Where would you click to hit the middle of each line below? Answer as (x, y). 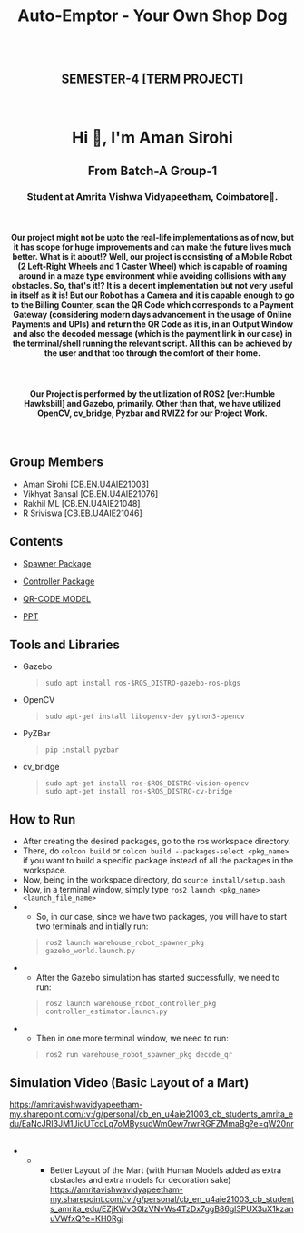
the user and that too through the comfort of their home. (152, 353)
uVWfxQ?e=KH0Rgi (87, 1218)
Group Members (57, 463)
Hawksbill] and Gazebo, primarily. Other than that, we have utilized (152, 404)
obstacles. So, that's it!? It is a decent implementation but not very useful (152, 286)
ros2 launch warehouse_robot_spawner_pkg (124, 943)
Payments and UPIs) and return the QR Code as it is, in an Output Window (152, 324)
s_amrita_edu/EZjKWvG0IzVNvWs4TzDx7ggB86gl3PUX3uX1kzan (172, 1209)
